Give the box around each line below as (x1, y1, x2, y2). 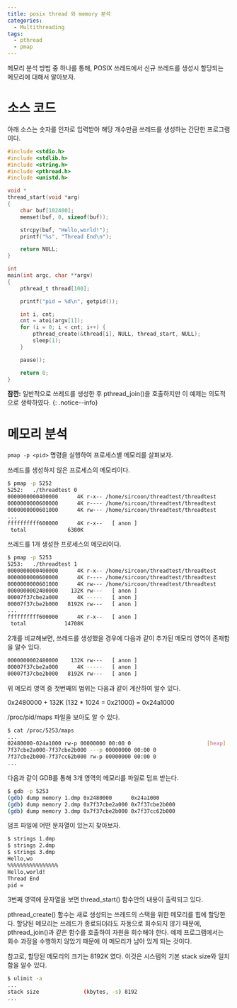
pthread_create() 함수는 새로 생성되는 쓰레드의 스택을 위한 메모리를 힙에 (7, 910, 207, 919)
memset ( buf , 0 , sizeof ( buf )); (20, 214, 110, 221)
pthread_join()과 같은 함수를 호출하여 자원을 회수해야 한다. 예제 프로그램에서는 (7, 928, 224, 937)
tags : (7, 30, 23, 38)
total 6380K (10, 526, 83, 533)
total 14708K (10, 620, 83, 628)
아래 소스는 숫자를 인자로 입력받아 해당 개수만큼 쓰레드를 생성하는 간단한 (7, 125, 206, 133)
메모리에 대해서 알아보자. (7, 72, 76, 81)
